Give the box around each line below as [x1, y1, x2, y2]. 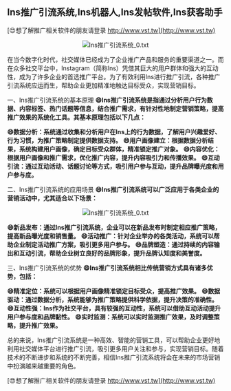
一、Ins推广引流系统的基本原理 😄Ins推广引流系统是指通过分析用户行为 [7, 96, 208, 104]
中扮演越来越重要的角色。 [7, 361, 80, 370]
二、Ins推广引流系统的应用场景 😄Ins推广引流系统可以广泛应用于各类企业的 [7, 185, 219, 193]
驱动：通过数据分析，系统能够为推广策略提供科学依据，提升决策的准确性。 [7, 295, 218, 304]
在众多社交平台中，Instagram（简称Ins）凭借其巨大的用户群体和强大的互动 [7, 64, 219, 72]
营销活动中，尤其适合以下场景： [7, 193, 98, 202]
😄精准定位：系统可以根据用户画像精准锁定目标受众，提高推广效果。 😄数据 [7, 286, 221, 295]
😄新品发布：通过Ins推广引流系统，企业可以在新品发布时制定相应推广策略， [7, 223, 221, 231]
